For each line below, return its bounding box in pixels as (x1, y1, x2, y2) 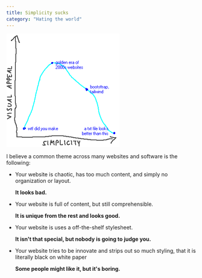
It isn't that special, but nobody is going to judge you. (14, 235, 151, 242)
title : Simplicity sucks (6, 10, 69, 16)
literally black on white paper (14, 253, 87, 261)
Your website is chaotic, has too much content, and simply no (14, 170, 168, 178)
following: (6, 159, 31, 166)
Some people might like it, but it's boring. (14, 265, 121, 272)
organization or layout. (14, 177, 71, 184)
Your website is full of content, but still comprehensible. (14, 200, 154, 208)
